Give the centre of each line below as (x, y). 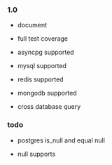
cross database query (49, 107)
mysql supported (42, 66)
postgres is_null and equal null (61, 140)
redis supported (41, 79)
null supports (36, 154)
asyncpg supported (46, 52)
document (32, 25)
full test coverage (43, 39)
